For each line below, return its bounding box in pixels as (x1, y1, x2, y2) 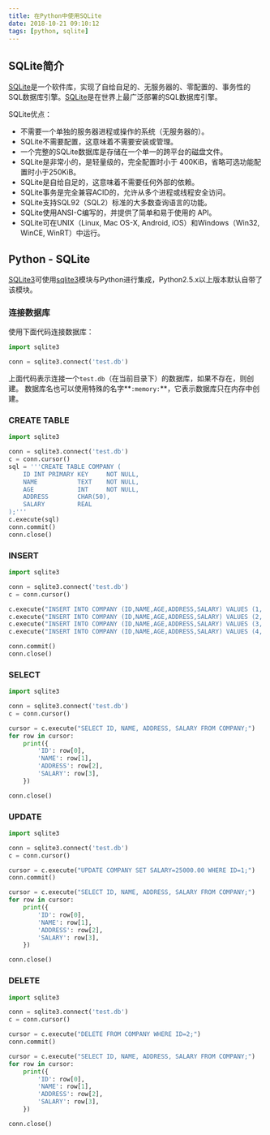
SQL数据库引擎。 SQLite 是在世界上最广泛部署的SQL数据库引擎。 (8, 92, 222, 102)
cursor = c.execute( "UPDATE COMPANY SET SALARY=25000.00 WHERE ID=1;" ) (8, 866, 255, 875)
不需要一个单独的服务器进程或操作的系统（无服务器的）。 (19, 127, 209, 136)
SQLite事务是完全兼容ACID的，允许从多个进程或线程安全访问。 (19, 187, 230, 197)
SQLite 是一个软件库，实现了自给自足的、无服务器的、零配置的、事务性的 (8, 82, 251, 92)
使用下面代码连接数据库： (8, 327, 94, 337)
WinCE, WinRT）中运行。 (19, 228, 105, 238)
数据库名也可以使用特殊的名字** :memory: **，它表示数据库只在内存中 (24, 384, 253, 393)
